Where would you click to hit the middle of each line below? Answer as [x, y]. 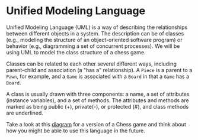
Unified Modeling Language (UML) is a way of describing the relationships [97, 27]
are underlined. [25, 113]
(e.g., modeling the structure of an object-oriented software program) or [94, 40]
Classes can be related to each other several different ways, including [91, 64]
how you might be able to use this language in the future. [76, 131]
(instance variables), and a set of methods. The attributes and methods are [98, 100]
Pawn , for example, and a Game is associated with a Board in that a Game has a [98, 76]
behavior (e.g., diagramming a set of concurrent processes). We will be [93, 46]
